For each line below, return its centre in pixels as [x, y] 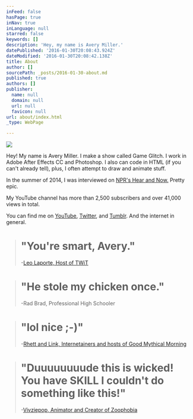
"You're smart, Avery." [78, 246]
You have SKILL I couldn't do [92, 381]
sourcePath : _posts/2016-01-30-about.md [57, 73]
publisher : [20, 89]
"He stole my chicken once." [92, 287]
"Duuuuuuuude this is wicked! [97, 368]
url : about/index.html [34, 117]
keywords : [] [22, 39]
